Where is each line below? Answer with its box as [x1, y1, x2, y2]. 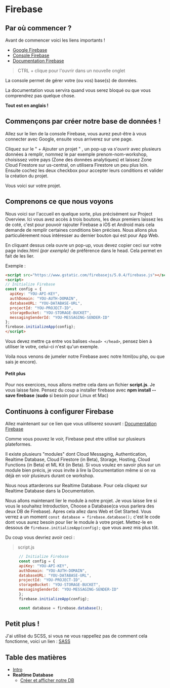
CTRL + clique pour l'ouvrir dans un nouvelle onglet [17, 67, 125, 74]
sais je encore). [5, 359, 37, 365]
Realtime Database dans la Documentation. [5, 488, 95, 494]
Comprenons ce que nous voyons [5, 197, 114, 206]
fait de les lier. [5, 252, 34, 259]
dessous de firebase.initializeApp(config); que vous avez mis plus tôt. [5, 525, 159, 531]
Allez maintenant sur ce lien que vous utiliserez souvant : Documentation [5, 421, 157, 427]
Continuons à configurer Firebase [5, 407, 114, 416]
